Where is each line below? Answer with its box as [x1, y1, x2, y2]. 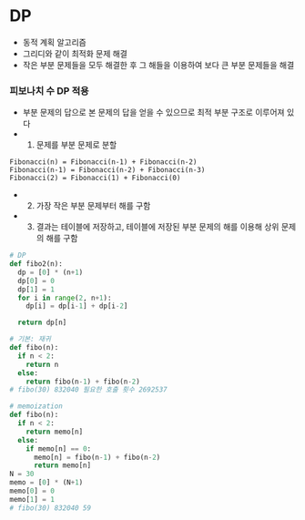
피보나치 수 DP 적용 [9, 84, 89, 97]
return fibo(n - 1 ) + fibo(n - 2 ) [25, 377, 141, 386]
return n [25, 360, 59, 369]
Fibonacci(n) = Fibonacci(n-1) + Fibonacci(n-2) [9, 158, 198, 167]
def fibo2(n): [9, 260, 64, 269]
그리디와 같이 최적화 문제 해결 [22, 47, 127, 59]
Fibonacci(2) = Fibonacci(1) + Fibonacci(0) [9, 174, 181, 183]
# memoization [9, 402, 64, 411]
